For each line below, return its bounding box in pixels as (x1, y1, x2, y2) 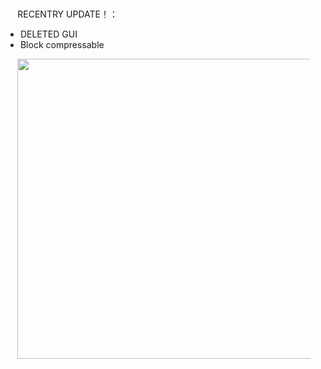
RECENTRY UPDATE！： (17, 8, 118, 20)
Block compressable (19, 39, 105, 51)
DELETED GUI (19, 28, 78, 40)
